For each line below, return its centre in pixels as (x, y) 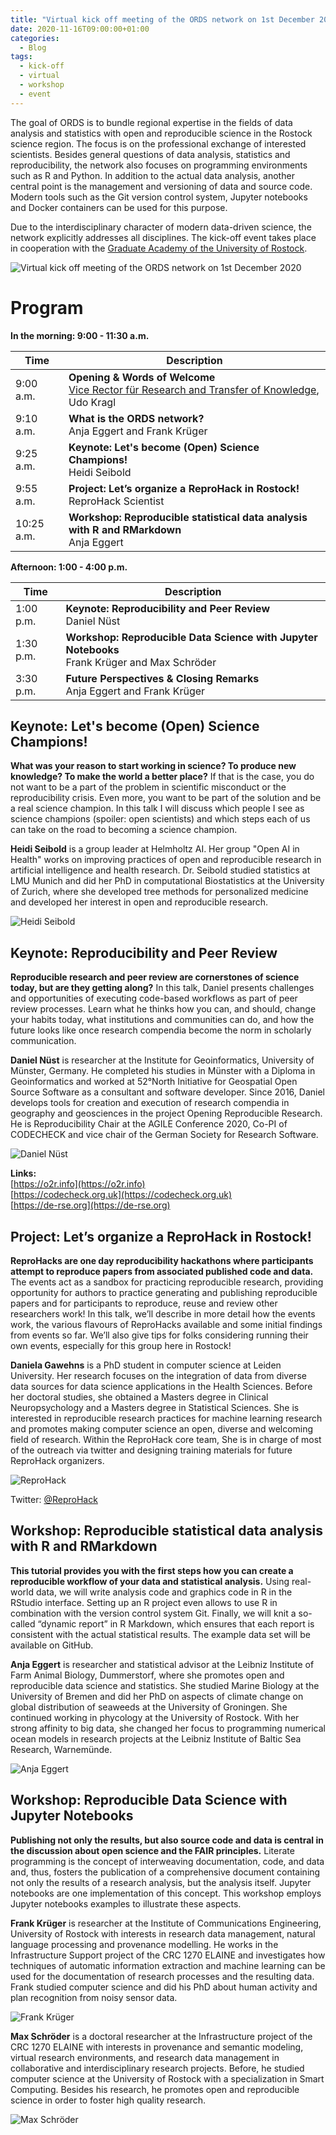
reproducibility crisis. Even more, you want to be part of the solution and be (166, 798)
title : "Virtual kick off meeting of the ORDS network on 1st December (162, 19)
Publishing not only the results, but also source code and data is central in (167, 1840)
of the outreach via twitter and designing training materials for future (151, 1450)
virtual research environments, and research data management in (145, 2057)
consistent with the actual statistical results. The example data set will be (160, 1634)
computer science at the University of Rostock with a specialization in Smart (167, 2078)
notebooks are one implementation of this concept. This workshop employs (166, 1893)
